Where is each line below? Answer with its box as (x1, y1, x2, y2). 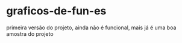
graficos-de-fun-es (6, 4, 107, 18)
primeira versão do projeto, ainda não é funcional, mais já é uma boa (6, 24, 177, 31)
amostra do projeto (6, 30, 54, 37)
